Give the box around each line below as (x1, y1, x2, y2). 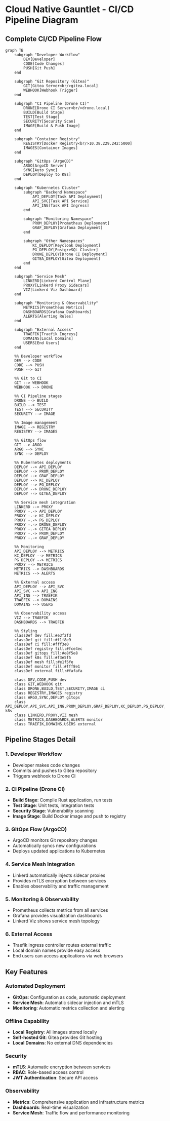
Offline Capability (5, 1017, 50, 1024)
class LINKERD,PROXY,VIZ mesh (14, 713, 78, 718)
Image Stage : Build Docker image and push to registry (12, 813, 126, 819)
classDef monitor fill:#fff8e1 (14, 664, 80, 669)
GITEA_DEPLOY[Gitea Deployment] (32, 256, 101, 261)
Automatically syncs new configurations (12, 842, 97, 849)
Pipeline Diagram (5, 14, 78, 26)
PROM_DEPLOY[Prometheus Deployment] (32, 221, 110, 226)
